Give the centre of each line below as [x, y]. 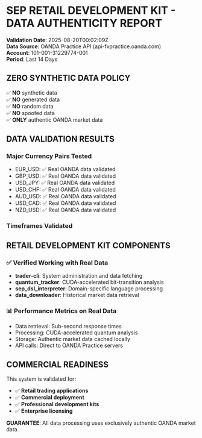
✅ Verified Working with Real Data [57, 263]
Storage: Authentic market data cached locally [73, 339]
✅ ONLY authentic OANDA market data [55, 120]
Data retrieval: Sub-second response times [68, 327]
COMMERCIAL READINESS [57, 364]
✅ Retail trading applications [52, 391]
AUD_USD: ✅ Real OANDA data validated [65, 196]
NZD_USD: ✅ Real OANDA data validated [65, 210]
